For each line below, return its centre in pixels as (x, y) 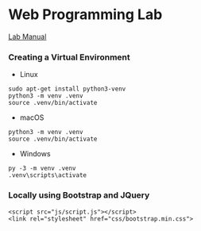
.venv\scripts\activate (48, 175)
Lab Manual (27, 37)
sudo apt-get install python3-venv (67, 89)
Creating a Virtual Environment (69, 57)
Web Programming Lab (85, 15)
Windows (35, 154)
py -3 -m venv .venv (43, 168)
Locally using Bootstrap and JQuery (79, 195)
